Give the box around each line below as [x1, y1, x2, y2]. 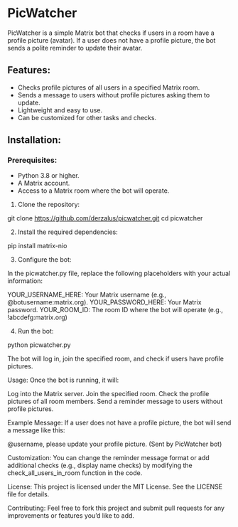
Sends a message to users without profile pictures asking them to [17, 90, 210, 99]
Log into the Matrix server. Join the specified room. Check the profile [7, 390, 210, 398]
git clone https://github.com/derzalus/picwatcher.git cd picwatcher [7, 214, 203, 223]
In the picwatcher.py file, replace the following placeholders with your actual [7, 269, 231, 278]
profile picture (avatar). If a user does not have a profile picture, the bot [7, 36, 216, 44]
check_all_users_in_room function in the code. [7, 469, 143, 477]
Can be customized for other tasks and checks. [17, 113, 157, 122]
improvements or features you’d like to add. [7, 511, 135, 520]
